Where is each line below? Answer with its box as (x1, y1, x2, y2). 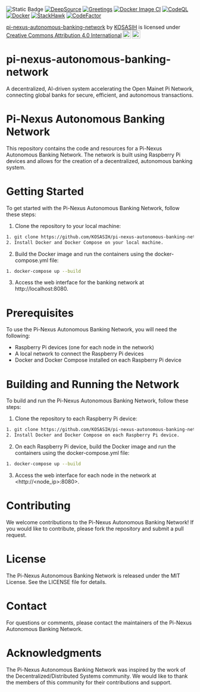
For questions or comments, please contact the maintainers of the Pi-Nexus (6, 619, 192, 626)
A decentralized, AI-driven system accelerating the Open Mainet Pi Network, (6, 85, 194, 92)
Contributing (6, 499, 71, 513)
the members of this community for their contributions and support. (6, 678, 172, 686)
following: (6, 332, 30, 340)
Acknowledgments (6, 646, 102, 660)
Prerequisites (6, 306, 74, 319)
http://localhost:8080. (14, 285, 68, 293)
